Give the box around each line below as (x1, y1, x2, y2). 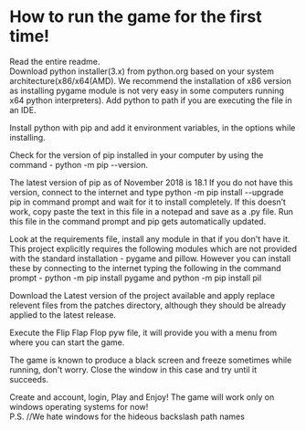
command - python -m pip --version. (9, 159, 149, 170)
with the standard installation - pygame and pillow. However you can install (9, 253, 290, 264)
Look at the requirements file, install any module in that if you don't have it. (9, 233, 290, 244)
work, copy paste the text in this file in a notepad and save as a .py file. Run (9, 205, 294, 216)
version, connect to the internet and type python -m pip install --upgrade (9, 186, 284, 197)
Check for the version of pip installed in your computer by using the (9, 149, 264, 161)
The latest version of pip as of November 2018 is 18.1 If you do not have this (9, 176, 294, 188)
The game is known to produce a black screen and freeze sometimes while (9, 354, 292, 365)
